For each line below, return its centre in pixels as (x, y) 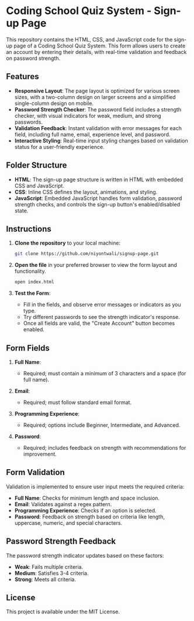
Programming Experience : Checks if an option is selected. (85, 510)
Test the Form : (32, 293)
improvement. (40, 454)
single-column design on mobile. (54, 103)
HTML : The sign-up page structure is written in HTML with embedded (99, 179)
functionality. (30, 272)
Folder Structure (37, 165)
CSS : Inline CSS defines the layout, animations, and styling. (86, 192)
